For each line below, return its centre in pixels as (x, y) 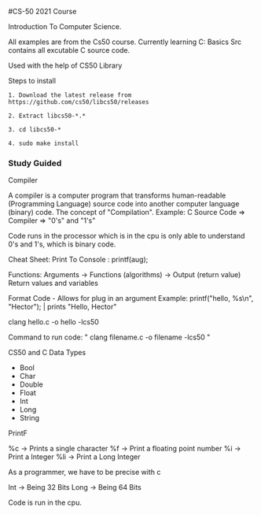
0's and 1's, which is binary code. (62, 244)
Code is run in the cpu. (45, 502)
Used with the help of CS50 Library (65, 65)
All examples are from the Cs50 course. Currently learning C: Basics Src (125, 42)
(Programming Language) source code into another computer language (124, 204)
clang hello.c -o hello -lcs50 (54, 322)
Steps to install (32, 81)
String (29, 418)
